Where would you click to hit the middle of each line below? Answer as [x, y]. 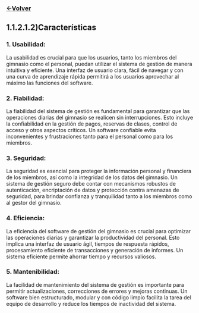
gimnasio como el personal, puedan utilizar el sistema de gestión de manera [99, 64]
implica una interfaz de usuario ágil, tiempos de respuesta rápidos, [88, 244]
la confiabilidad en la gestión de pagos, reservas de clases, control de [92, 124]
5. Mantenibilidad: [33, 272]
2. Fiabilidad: [25, 98]
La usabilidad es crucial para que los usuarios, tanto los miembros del [91, 57]
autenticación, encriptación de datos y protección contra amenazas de [93, 190]
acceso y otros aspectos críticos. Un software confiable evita [81, 130]
